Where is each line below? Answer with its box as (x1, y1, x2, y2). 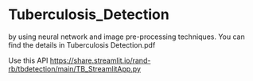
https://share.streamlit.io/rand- (49, 56, 151, 65)
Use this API (8, 56, 49, 65)
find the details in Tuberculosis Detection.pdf (8, 40, 156, 49)
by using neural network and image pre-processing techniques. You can (8, 32, 245, 41)
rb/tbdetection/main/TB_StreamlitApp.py (8, 64, 142, 73)
